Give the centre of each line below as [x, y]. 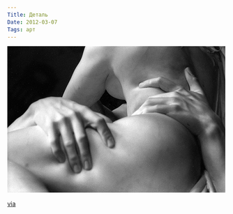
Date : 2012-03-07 [32, 22]
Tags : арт [22, 29]
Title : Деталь [28, 15]
